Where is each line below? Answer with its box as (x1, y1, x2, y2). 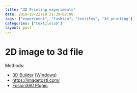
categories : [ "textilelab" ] (5, 21, 63, 26)
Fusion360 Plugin (12, 83, 48, 89)
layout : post (5, 25, 32, 30)
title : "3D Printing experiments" (5, 7, 76, 12)
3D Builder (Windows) (12, 72, 57, 78)
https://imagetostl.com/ (12, 77, 60, 83)
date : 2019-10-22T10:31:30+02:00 (5, 12, 74, 17)
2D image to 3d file (5, 46, 83, 58)
